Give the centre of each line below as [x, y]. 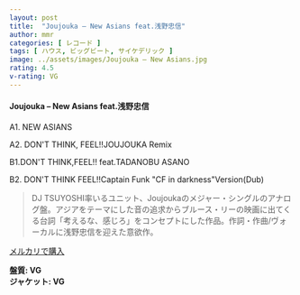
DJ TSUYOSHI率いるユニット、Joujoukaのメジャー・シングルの [150, 198]
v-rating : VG [34, 77]
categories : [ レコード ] [55, 43]
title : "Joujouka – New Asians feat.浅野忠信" [98, 26]
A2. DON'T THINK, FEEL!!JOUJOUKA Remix [91, 144]
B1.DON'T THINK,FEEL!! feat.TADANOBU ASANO [100, 161]
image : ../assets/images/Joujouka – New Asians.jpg [108, 60]
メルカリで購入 [37, 251]
